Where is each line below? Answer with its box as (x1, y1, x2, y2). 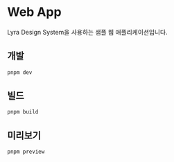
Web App (7, 4, 62, 20)
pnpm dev (7, 69, 33, 76)
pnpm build (7, 109, 39, 116)
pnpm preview (7, 148, 45, 156)
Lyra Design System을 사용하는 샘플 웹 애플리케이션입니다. (7, 28, 168, 36)
